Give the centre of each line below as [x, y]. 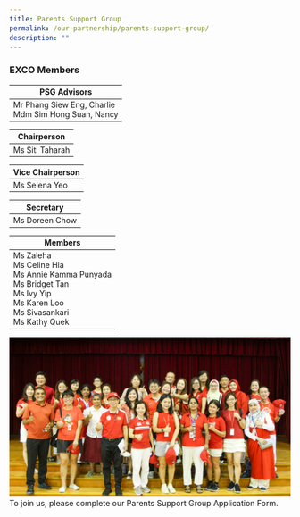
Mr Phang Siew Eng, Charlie [64, 105]
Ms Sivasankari [41, 313]
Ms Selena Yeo [41, 185]
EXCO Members [45, 70]
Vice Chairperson [46, 172]
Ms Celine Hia [38, 265]
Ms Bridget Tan [41, 284]
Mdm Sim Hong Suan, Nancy [66, 114]
